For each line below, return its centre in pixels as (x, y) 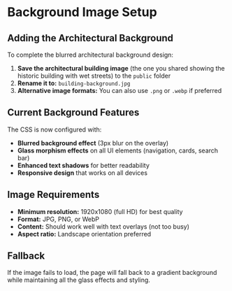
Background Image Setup (82, 12)
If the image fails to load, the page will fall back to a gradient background (112, 273)
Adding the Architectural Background (90, 38)
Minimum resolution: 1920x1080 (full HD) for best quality (100, 211)
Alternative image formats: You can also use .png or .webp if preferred (119, 91)
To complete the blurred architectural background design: (90, 55)
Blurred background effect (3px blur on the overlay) (93, 143)
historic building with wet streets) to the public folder (94, 76)
